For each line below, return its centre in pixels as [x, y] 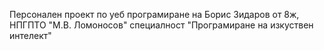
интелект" [30, 35]
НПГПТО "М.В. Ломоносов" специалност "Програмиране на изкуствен [161, 25]
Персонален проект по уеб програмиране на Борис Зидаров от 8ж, [154, 14]
